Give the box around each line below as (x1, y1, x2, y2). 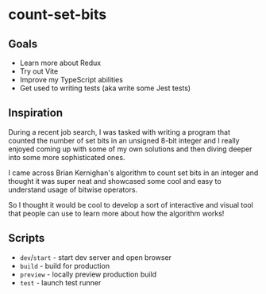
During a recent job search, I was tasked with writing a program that (8, 127, 231, 136)
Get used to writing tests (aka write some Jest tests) (19, 83, 191, 93)
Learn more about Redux (19, 58, 102, 67)
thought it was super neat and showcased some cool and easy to (8, 176, 222, 185)
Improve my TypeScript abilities (19, 75, 123, 84)
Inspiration (8, 106, 64, 120)
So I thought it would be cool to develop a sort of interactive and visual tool (8, 200, 254, 209)
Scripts (8, 231, 45, 245)
